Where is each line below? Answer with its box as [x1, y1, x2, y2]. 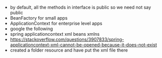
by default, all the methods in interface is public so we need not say [10, 5, 151, 10]
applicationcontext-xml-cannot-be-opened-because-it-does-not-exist [10, 42, 157, 47]
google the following [10, 26, 53, 32]
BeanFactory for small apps [10, 15, 68, 21]
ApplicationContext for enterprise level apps [10, 20, 103, 26]
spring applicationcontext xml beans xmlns [10, 31, 100, 37]
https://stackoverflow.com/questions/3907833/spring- [10, 36, 124, 42]
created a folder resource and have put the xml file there [10, 47, 128, 53]
